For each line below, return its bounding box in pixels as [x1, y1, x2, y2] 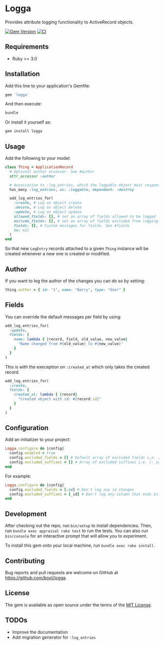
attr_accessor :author [9, 174, 56, 179]
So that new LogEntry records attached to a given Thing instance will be [5, 246, 149, 251]
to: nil [14, 228, 29, 232]
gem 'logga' [5, 92, 29, 97]
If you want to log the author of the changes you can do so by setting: [5, 278, 145, 284]
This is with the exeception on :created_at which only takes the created [5, 364, 150, 370]
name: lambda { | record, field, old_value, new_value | [14, 337, 128, 342]
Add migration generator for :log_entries [12, 634, 96, 640]
